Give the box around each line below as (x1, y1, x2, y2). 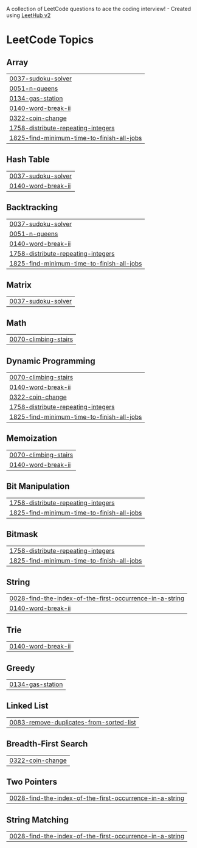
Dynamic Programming (6, 356, 95, 366)
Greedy (6, 663, 35, 673)
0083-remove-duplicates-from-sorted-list (9, 718, 136, 726)
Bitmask (6, 529, 38, 539)
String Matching (6, 815, 69, 825)
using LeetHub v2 (6, 12, 51, 19)
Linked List (6, 701, 49, 711)
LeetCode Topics (6, 33, 94, 47)
